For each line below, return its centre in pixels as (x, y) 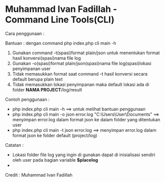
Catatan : (14, 145)
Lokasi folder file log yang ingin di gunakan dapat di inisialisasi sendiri (84, 155)
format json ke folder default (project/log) (55, 135)
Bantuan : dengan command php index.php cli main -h (61, 43)
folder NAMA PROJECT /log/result (47, 90)
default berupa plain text (38, 79)
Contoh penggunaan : (27, 99)
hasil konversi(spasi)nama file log (46, 58)
